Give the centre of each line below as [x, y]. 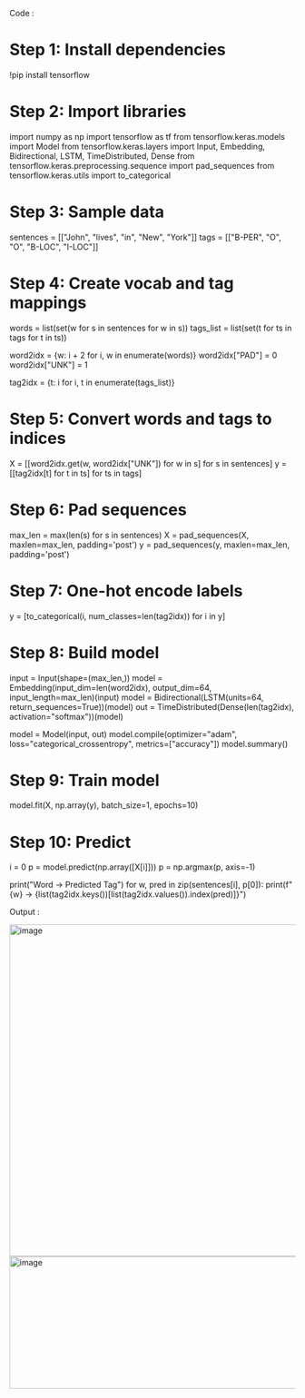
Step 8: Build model [84, 652]
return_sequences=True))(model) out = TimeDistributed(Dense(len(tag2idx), [152, 706]
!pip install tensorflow [50, 74]
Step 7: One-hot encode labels [126, 591]
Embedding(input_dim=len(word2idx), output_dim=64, [111, 687]
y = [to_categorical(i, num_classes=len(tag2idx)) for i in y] [118, 615]
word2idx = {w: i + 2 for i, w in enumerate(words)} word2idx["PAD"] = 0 [143, 355]
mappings [48, 302]
